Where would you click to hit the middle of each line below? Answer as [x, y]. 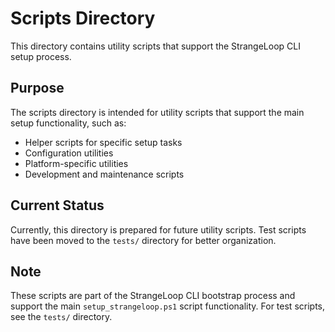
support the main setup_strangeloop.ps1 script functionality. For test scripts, [167, 306]
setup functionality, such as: [68, 123]
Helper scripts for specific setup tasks [103, 142]
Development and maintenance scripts [104, 174]
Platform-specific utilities [76, 163]
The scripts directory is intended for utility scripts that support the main [157, 112]
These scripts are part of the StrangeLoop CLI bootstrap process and [153, 296]
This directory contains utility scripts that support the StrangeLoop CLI [155, 46]
